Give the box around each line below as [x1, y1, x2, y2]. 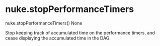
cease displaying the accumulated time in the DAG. [5, 35, 111, 41]
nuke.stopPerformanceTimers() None [5, 20, 83, 26]
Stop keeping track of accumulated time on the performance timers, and [5, 29, 155, 35]
